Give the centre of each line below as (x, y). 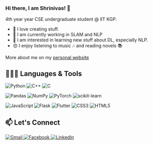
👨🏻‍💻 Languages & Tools (44, 74)
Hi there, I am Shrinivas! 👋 (38, 8)
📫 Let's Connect (33, 122)
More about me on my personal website (47, 58)
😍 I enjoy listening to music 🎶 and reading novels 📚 (68, 46)
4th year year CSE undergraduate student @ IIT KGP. (61, 19)
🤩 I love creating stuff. (36, 29)
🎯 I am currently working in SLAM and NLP (58, 35)
